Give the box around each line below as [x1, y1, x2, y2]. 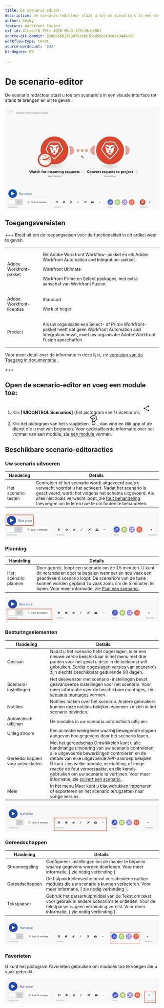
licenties [7, 306, 24, 312]
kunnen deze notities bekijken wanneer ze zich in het [50, 703, 156, 709]
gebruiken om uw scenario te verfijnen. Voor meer [50, 771, 150, 777]
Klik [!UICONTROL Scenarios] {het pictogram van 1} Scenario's [12, 409, 140, 416]
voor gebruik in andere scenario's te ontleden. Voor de [46, 898, 156, 904]
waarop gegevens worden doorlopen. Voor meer [46, 864, 144, 870]
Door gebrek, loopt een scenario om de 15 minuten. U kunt [36, 565, 155, 571]
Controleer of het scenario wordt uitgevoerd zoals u [36, 480, 140, 486]
